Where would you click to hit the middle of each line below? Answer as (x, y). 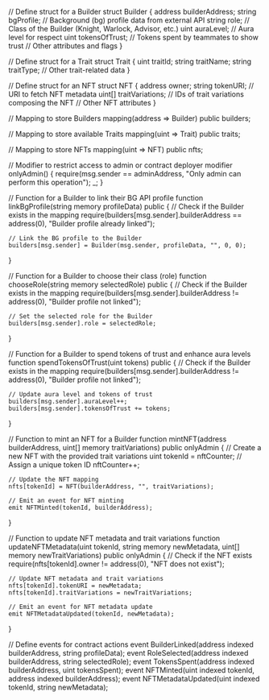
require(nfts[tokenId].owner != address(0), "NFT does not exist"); (116, 564)
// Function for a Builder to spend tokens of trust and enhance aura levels (130, 354)
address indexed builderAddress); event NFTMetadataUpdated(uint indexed (134, 679)
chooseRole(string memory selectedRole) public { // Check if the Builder (128, 284)
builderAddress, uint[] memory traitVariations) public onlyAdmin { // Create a (135, 447)
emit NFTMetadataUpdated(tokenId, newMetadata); (91, 614)
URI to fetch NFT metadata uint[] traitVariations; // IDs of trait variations (126, 94)
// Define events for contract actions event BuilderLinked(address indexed (131, 644)
